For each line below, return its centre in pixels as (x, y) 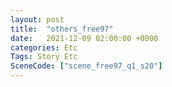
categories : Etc (44, 47)
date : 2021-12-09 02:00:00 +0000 (84, 38)
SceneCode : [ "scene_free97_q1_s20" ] (86, 66)
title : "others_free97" (62, 29)
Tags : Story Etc (44, 57)
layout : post (37, 19)
